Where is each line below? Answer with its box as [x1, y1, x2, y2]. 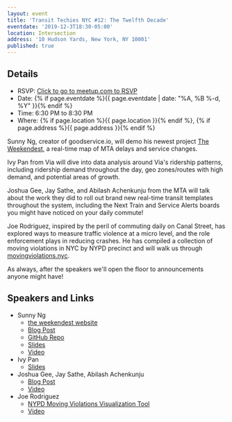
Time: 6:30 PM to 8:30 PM [17, 108, 93, 117]
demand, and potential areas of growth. [7, 172, 120, 181]
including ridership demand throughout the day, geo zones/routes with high [7, 165, 224, 174]
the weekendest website [27, 318, 98, 327]
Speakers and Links [7, 293, 94, 305]
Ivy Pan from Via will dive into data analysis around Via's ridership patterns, [7, 158, 224, 166]
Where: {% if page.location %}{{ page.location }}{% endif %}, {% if [17, 116, 210, 124]
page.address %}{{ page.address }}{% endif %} [17, 123, 156, 132]
